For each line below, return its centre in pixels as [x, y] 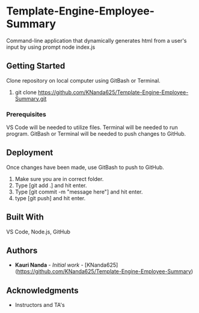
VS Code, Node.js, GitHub [38, 232]
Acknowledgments [43, 290]
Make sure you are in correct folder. [59, 179]
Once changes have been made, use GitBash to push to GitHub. [85, 167]
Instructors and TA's [40, 305]
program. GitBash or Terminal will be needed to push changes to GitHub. [96, 134]
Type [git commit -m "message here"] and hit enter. [79, 192]
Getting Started [36, 66]
